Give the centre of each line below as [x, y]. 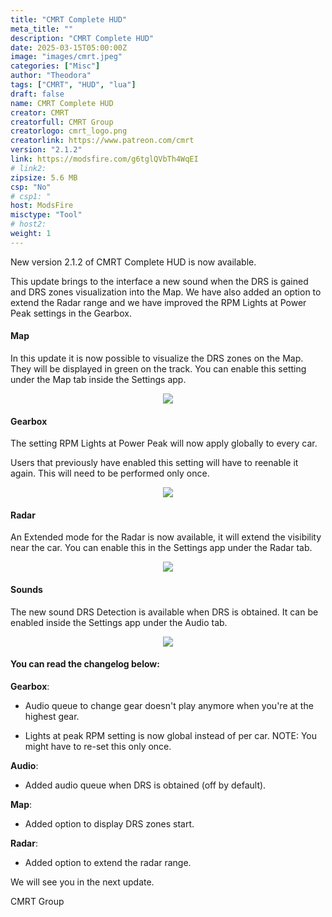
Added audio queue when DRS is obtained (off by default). [145, 785]
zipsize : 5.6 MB [44, 177]
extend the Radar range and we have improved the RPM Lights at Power [158, 302]
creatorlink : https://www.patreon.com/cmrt [102, 141]
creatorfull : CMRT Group [62, 122]
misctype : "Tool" [46, 215]
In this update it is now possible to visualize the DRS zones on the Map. [157, 358]
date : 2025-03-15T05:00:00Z [69, 47]
